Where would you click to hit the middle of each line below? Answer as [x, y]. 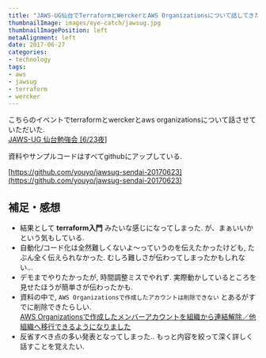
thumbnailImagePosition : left [58, 30]
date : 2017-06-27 [37, 45]
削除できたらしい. [63, 307]
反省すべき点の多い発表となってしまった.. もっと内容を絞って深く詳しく [136, 337]
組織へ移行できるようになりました [75, 327]
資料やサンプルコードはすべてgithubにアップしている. [95, 156]
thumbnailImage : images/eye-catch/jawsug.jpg [84, 23]
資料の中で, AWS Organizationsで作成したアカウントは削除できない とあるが [134, 297]
